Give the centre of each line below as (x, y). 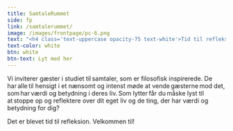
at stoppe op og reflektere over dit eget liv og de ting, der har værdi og (108, 101)
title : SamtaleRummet (38, 14)
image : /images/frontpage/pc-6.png (59, 33)
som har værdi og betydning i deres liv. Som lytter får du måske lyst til (106, 93)
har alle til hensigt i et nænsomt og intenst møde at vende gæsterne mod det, (116, 86)
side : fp (20, 20)
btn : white (23, 53)
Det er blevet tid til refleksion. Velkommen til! (71, 121)
